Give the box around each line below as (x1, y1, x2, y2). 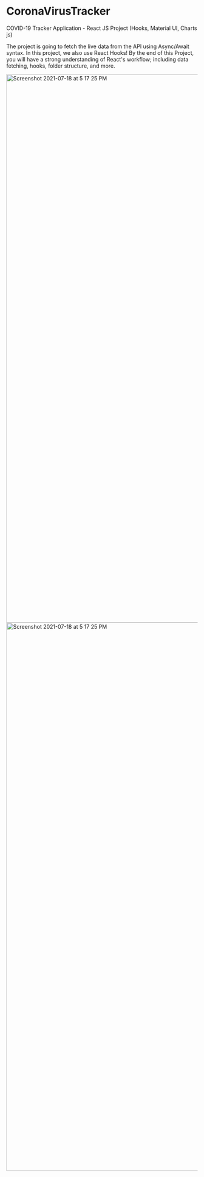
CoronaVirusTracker (6, 4, 110, 18)
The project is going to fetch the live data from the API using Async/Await (6, 43, 189, 50)
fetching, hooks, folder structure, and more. (6, 62, 115, 69)
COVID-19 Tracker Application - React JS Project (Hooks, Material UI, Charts (6, 24, 197, 32)
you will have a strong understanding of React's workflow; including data (6, 55, 189, 63)
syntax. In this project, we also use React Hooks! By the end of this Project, (6, 49, 194, 56)
